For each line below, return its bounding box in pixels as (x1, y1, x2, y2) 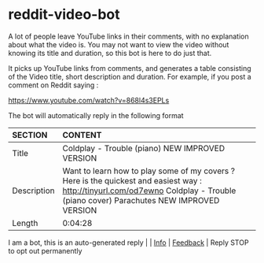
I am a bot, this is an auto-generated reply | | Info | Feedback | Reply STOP (8, 238, 249, 247)
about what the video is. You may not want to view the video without (8, 39, 229, 49)
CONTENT (62, 129, 102, 140)
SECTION (12, 129, 48, 140)
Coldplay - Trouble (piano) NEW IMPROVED (62, 143, 225, 154)
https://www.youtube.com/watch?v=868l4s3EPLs (8, 95, 170, 105)
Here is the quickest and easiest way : (62, 175, 203, 186)
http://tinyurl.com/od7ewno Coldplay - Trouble (62, 185, 236, 196)
